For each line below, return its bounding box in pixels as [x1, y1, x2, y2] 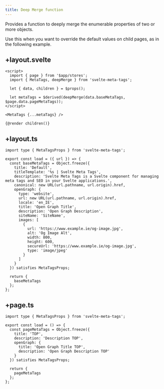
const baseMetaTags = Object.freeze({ [9, 161, 90, 166]
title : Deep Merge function [5, 7, 64, 12]
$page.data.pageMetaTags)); [5, 99, 64, 105]
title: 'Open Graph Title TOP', [18, 345, 85, 350]
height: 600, [27, 240, 55, 245]
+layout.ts [5, 134, 38, 143]
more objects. [5, 26, 34, 32]
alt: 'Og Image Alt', [27, 231, 72, 236]
